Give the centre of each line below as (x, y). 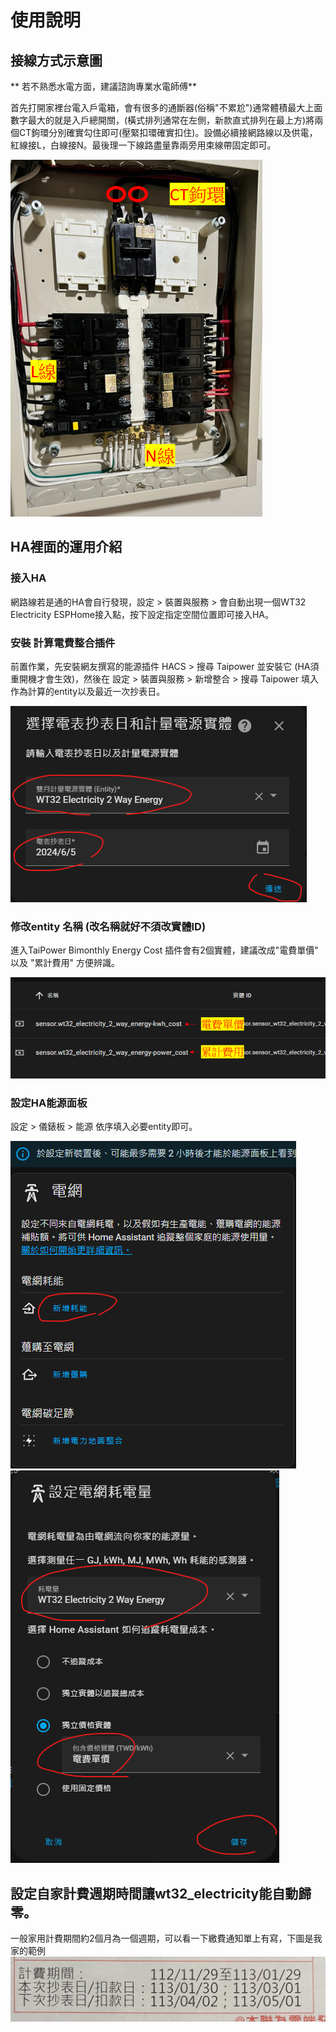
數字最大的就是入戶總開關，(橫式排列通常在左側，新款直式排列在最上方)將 (162, 120)
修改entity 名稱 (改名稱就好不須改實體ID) (108, 926)
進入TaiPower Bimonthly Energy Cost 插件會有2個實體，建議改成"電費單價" (164, 950)
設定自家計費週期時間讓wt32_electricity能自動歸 (161, 1893)
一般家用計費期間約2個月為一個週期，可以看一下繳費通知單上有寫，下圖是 (162, 1938)
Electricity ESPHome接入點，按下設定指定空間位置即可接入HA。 (142, 614)
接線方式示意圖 (56, 60)
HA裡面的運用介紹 (66, 547)
